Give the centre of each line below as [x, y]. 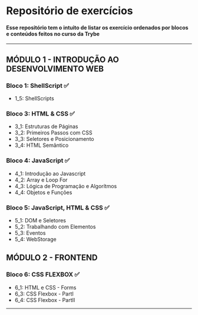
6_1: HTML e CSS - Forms [45, 287]
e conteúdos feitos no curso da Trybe [53, 34]
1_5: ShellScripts [34, 99]
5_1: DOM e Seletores [40, 220]
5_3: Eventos [30, 233]
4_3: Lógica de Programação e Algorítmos [66, 186]
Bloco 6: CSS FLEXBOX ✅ [43, 274]
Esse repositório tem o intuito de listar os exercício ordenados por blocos [97, 27]
